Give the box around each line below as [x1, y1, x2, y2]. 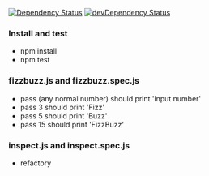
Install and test [8, 28, 68, 39]
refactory [19, 158, 52, 168]
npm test [19, 55, 50, 65]
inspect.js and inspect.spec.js [8, 140, 130, 151]
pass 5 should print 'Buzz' [19, 110, 108, 121]
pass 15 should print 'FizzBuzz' [19, 119, 124, 129]
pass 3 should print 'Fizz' [19, 102, 105, 112]
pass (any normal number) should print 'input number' [19, 93, 202, 103]
